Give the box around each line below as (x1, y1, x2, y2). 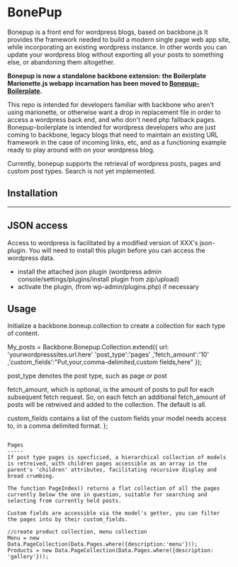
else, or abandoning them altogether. (7, 57, 115, 66)
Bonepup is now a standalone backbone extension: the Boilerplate (7, 72, 207, 80)
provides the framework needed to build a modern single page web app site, (7, 35, 231, 43)
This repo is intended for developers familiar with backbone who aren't (7, 100, 215, 108)
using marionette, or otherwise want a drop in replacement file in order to (7, 108, 221, 116)
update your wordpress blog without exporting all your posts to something (7, 50, 224, 59)
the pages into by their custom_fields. (7, 516, 129, 523)
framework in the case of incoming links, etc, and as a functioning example (7, 137, 227, 146)
